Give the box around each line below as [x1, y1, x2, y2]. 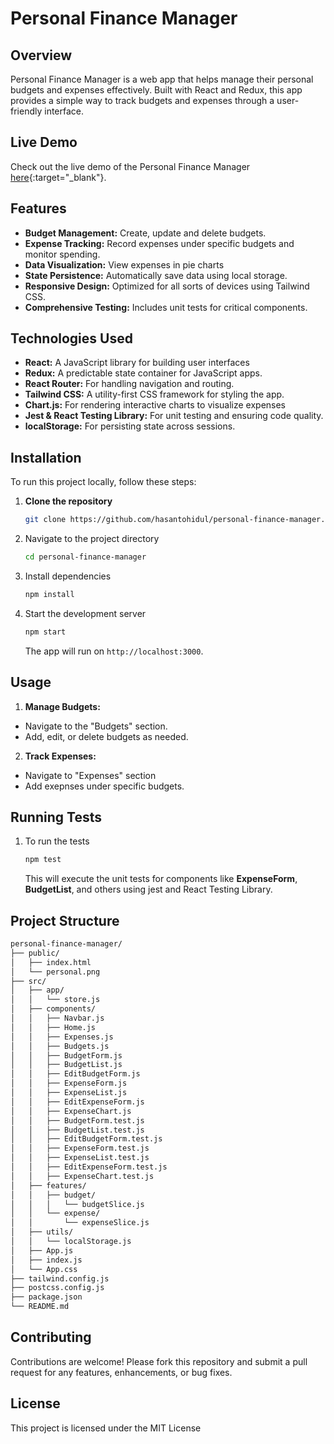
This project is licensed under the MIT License [10, 1422, 202, 1434]
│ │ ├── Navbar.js [10, 1013, 105, 1024]
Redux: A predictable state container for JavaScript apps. [24, 367, 263, 379]
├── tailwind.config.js [10, 1273, 110, 1284]
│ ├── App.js [10, 1245, 74, 1256]
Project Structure [10, 912, 120, 929]
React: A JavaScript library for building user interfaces [24, 357, 250, 369]
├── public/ [10, 948, 60, 958]
